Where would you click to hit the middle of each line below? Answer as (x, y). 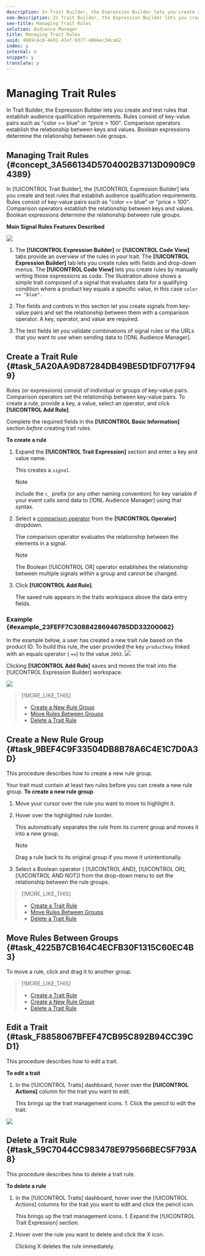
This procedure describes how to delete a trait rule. (71, 1174)
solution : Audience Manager (42, 29)
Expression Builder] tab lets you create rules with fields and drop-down (106, 263)
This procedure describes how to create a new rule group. (79, 773)
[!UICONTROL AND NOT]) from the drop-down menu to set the (94, 876)
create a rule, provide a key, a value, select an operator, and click (88, 403)
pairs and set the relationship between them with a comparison (110, 312)
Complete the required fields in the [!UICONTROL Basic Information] (93, 422)
